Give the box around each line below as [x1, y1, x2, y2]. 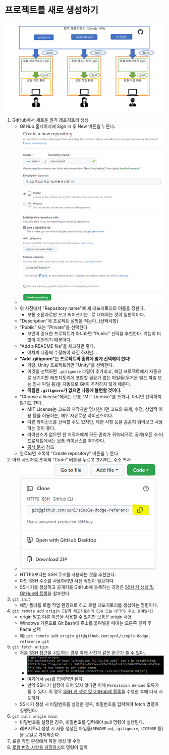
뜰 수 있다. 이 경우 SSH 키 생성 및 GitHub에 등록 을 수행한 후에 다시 [27, 688, 158, 694]
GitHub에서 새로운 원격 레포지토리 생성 [12, 117, 89, 123]
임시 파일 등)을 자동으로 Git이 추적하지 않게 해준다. [32, 381, 132, 387]
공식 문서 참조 [27, 444, 54, 450]
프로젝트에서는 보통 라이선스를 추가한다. [27, 438, 106, 444]
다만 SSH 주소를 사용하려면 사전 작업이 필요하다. [19, 577, 115, 583]
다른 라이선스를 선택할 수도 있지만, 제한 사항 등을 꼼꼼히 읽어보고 [27, 418, 154, 424]
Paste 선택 [19, 626, 41, 632]
